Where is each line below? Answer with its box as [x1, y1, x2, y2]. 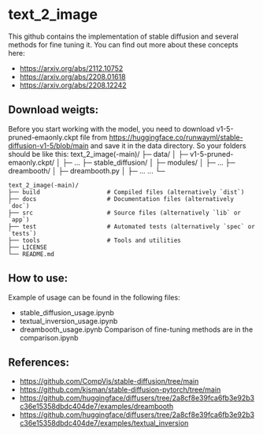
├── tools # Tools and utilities [8, 236, 181, 244]
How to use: [8, 272, 69, 285]
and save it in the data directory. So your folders [90, 140, 246, 151]
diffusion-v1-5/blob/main [8, 140, 89, 151]
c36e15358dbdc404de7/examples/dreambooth [19, 402, 174, 411]
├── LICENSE [8, 243, 47, 251]
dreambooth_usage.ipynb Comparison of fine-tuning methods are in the [19, 325, 254, 334]
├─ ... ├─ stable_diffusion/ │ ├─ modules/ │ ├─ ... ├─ [62, 158, 235, 167]
